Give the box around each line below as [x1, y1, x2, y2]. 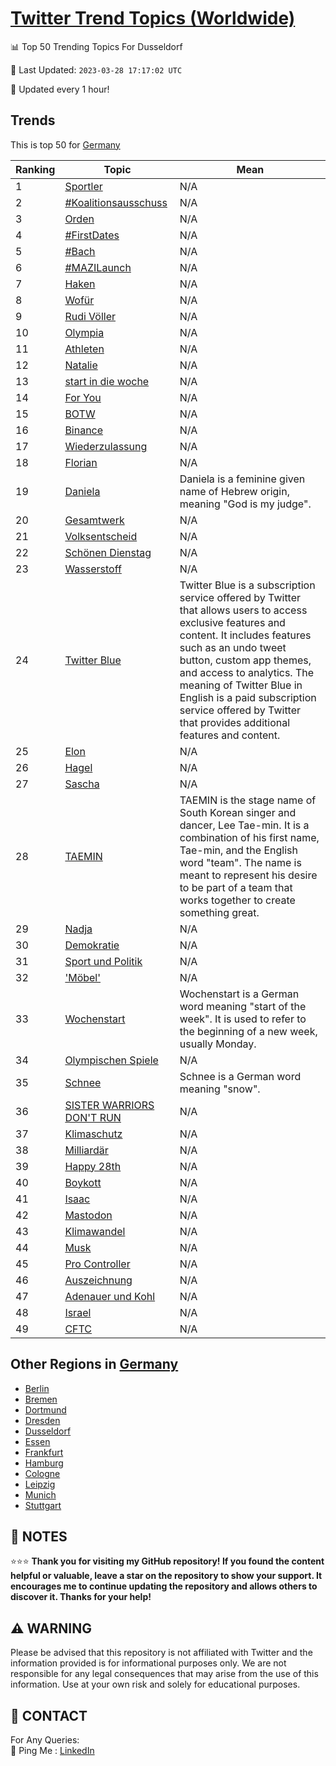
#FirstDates [64, 228, 120, 242]
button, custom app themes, [179, 653, 312, 667]
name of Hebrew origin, [179, 484, 290, 498]
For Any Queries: [10, 1734, 80, 1746]
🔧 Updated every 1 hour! [10, 83, 110, 95]
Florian [64, 455, 98, 469]
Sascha [64, 777, 100, 791]
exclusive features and [179, 615, 286, 629]
